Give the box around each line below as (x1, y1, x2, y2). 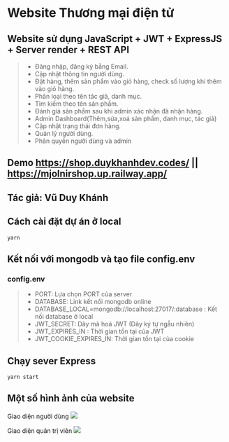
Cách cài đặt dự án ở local (7, 216, 121, 228)
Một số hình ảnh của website (7, 392, 135, 404)
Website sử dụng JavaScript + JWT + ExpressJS (7, 33, 222, 45)
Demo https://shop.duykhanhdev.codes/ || (7, 157, 199, 169)
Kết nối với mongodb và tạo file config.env (7, 253, 195, 265)
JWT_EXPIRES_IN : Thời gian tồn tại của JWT (34, 327, 165, 336)
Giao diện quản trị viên (7, 426, 73, 435)
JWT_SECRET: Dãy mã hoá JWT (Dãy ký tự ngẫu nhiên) (34, 320, 195, 329)
